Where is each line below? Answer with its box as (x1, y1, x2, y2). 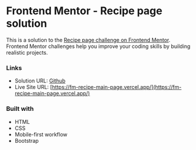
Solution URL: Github (14, 77, 66, 84)
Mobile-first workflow (14, 130, 68, 138)
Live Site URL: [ (14, 84, 53, 91)
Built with (6, 105, 34, 113)
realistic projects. (6, 49, 48, 56)
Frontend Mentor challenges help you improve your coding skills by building (6, 43, 191, 50)
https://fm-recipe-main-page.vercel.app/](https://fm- (52, 84, 182, 91)
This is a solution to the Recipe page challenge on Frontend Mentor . (6, 36, 171, 43)
